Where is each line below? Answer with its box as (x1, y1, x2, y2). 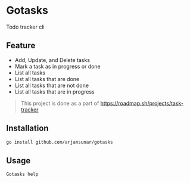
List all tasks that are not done (14, 82, 89, 89)
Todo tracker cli (6, 23, 45, 30)
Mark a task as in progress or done (14, 63, 101, 70)
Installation (6, 123, 49, 134)
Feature (6, 41, 36, 51)
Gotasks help (6, 171, 39, 178)
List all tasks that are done (14, 75, 80, 82)
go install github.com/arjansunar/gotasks (6, 139, 113, 145)
